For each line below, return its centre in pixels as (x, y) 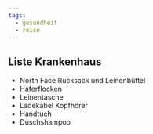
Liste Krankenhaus (55, 62)
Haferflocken (41, 89)
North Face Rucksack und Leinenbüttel (82, 81)
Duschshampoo (45, 122)
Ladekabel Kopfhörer (54, 106)
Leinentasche (42, 97)
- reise (28, 30)
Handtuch (36, 114)
